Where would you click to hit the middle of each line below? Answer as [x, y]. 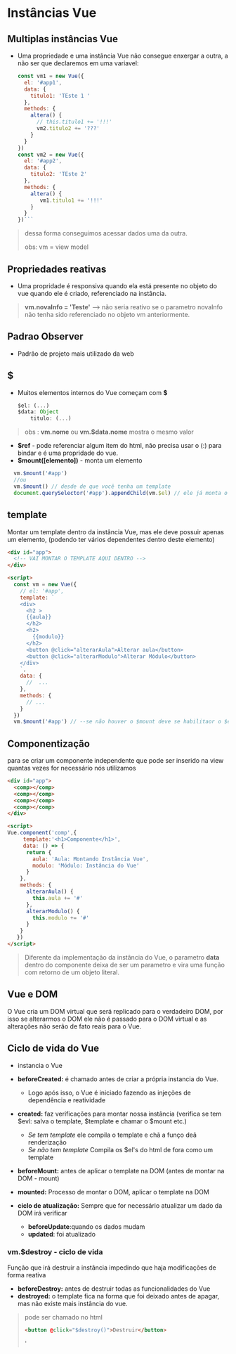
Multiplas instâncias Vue [63, 39]
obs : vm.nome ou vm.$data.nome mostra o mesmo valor [109, 432]
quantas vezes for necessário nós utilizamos [72, 768]
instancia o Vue [40, 1065]
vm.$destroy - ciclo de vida [55, 1252]
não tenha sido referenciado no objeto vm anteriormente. [107, 314]
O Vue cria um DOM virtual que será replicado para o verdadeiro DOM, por [115, 1011]
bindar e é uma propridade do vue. [67, 453]
